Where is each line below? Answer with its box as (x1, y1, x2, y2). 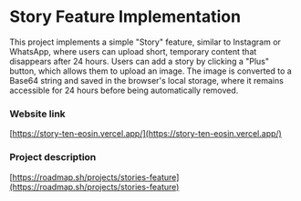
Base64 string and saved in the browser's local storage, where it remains (9, 75, 285, 85)
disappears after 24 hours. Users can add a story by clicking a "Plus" (9, 55, 270, 66)
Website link (9, 107, 66, 120)
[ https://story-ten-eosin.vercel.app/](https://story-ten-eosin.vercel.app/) (9, 128, 283, 139)
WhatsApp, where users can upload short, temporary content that (9, 45, 257, 56)
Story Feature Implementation (9, 6, 242, 27)
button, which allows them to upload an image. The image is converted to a (9, 65, 292, 76)
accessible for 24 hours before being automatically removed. (9, 85, 239, 95)
